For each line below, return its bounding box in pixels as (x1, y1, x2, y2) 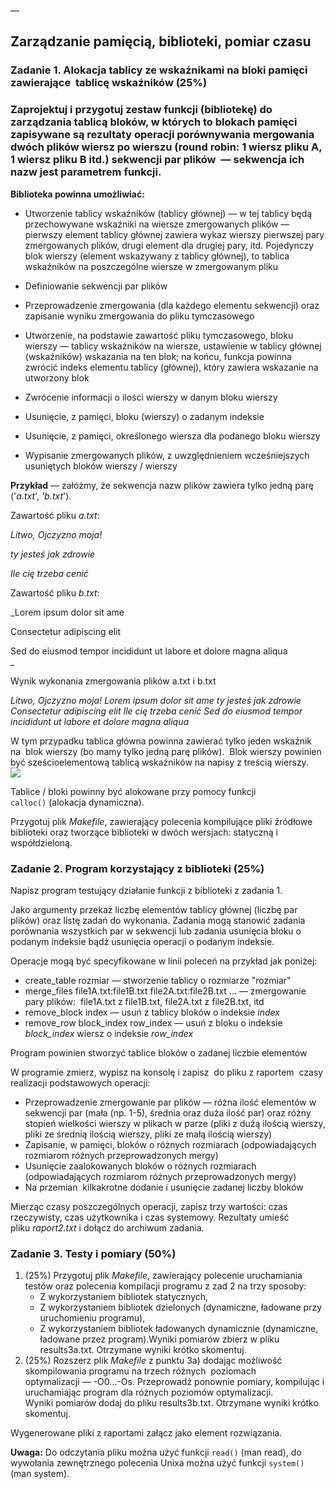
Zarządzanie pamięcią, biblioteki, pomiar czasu (10, 33, 312, 50)
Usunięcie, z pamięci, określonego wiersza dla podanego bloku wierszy (24, 430, 321, 442)
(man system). (10, 1468, 70, 1480)
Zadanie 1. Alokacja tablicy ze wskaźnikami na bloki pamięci (10, 63, 308, 77)
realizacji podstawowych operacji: (10, 1076, 151, 1089)
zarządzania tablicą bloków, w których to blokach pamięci (10, 115, 298, 129)
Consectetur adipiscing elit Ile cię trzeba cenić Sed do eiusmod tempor (10, 705, 303, 717)
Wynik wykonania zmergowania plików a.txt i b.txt (10, 675, 217, 687)
